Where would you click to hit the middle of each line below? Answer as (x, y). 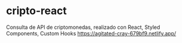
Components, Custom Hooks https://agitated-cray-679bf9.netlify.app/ (91, 33)
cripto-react (37, 11)
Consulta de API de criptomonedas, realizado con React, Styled (83, 27)
